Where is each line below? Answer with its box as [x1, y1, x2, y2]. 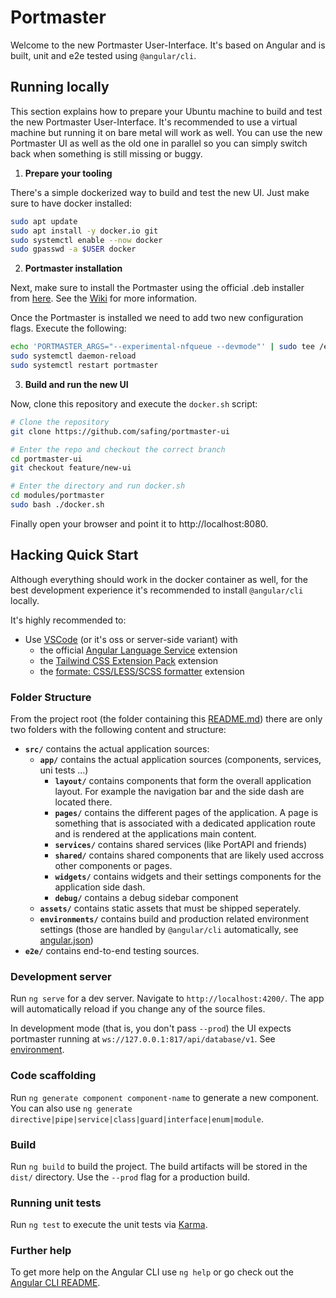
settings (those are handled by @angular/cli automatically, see [39, 923, 299, 935]
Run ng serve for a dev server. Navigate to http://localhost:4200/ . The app [10, 992, 325, 1005]
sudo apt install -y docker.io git [10, 226, 159, 236]
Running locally [10, 79, 110, 96]
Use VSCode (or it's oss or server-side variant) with [24, 633, 238, 645]
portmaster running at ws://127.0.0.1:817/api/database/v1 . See [10, 1033, 276, 1045]
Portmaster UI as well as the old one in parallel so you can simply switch [10, 137, 308, 149]
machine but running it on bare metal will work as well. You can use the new [10, 126, 323, 138]
